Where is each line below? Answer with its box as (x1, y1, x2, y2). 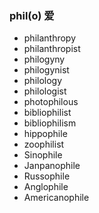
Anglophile (23, 181, 69, 193)
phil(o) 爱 (9, 8, 55, 22)
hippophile (23, 128, 68, 140)
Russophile (23, 170, 71, 182)
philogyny (23, 53, 66, 66)
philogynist (23, 64, 70, 76)
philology (23, 75, 63, 87)
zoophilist (23, 138, 65, 151)
